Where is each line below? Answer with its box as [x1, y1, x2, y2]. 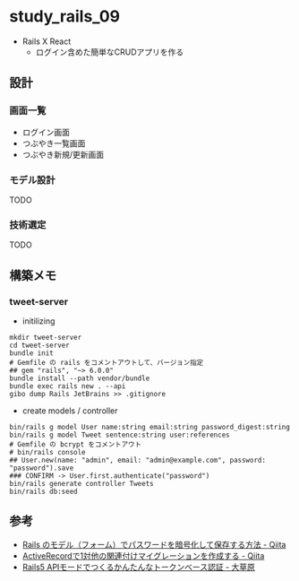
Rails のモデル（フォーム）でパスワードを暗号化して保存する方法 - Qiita [21, 539, 286, 550]
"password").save [9, 464, 74, 473]
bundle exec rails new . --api [9, 381, 126, 391]
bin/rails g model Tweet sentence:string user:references [9, 430, 230, 439]
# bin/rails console [9, 447, 87, 456]
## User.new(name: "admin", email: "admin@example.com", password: [9, 455, 267, 464]
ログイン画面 [21, 126, 70, 137]
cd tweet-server [9, 341, 70, 350]
